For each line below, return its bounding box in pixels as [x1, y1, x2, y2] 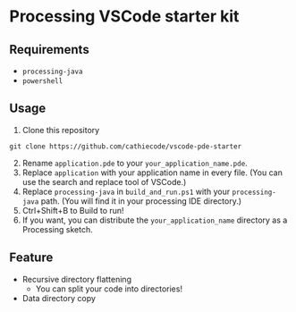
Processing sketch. [21, 223, 93, 234]
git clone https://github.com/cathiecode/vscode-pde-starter [9, 141, 242, 151]
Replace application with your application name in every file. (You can [21, 167, 283, 178]
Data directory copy [21, 292, 97, 303]
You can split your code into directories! [35, 283, 183, 294]
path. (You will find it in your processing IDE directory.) [40, 195, 242, 207]
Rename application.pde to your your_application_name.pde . [21, 157, 248, 168]
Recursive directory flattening [21, 274, 132, 284]
